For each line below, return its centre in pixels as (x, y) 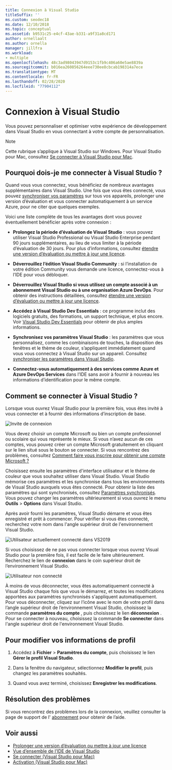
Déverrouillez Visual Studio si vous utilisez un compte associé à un (85, 285)
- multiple (17, 58)
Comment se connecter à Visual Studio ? (72, 396)
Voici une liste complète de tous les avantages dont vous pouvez (74, 217)
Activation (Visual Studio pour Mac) (50, 762)
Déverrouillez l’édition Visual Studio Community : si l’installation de (85, 264)
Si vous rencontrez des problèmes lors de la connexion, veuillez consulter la (85, 712)
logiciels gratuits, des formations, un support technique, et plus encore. (88, 316)
